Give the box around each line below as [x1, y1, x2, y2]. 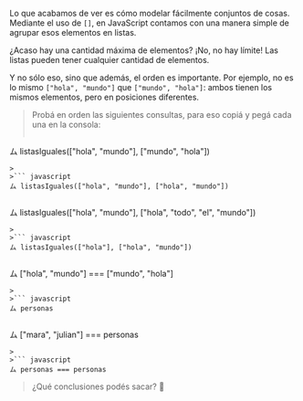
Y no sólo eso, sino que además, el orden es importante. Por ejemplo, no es [9, 72, 294, 83]
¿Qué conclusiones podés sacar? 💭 [31, 381, 165, 392]
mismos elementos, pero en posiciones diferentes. [9, 91, 199, 102]
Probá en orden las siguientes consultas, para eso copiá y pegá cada [31, 110, 292, 120]
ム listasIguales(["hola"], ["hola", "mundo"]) [9, 243, 193, 252]
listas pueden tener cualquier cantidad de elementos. [9, 55, 210, 65]
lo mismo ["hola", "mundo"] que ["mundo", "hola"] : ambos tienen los [9, 82, 273, 92]
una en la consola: [31, 119, 101, 130]
